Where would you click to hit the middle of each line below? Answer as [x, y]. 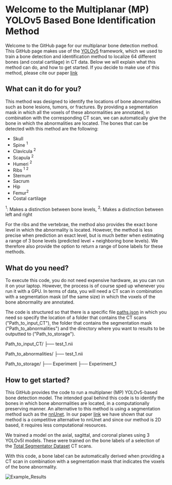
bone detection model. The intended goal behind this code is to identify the [85, 398]
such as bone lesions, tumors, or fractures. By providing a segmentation [82, 107]
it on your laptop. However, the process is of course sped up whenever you [85, 286]
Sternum [22, 176]
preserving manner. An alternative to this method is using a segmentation [83, 408]
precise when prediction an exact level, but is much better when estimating [85, 235]
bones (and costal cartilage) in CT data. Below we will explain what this [80, 62]
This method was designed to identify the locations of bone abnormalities [83, 101]
